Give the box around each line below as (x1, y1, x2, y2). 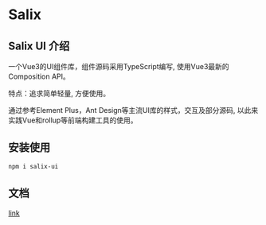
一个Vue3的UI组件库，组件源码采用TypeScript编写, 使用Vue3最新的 (8, 62, 229, 71)
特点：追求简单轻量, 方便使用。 (8, 89, 110, 98)
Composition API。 (8, 72, 70, 81)
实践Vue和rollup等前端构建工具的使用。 (8, 115, 138, 125)
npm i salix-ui (8, 162, 59, 170)
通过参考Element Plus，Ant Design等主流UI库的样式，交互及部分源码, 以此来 (8, 106, 259, 114)
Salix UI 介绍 (8, 39, 70, 52)
